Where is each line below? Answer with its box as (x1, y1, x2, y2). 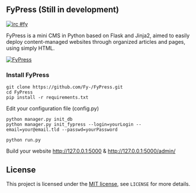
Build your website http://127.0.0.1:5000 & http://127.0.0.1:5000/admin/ (6, 147, 176, 155)
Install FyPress (6, 70, 50, 79)
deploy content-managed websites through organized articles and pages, (6, 38, 185, 45)
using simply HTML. (6, 44, 55, 52)
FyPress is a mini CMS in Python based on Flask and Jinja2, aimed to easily (6, 32, 190, 39)
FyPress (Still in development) (6, 5, 120, 15)
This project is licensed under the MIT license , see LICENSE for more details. (6, 180, 191, 187)
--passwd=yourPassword (62, 127, 118, 133)
